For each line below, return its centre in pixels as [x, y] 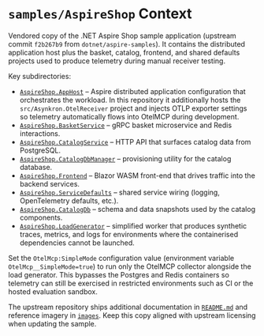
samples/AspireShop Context [100, 14]
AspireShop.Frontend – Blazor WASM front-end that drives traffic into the [138, 176]
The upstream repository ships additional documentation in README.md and [128, 307]
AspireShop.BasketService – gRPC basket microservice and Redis [126, 125]
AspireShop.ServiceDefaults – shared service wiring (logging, [120, 192]
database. [36, 167]
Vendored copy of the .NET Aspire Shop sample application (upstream [122, 36]
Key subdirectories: [40, 76]
